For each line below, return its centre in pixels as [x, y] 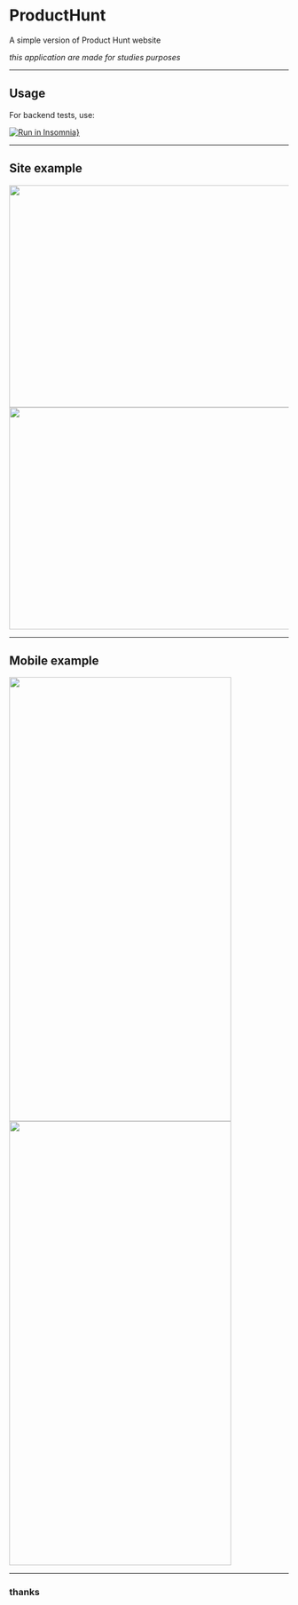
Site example [46, 168]
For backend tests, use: [52, 115]
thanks [24, 1593]
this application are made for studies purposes [95, 57]
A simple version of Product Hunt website [85, 40]
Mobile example [54, 660]
